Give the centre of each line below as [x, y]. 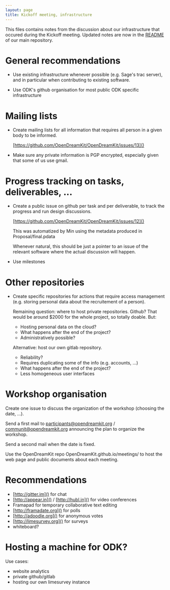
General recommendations [63, 60]
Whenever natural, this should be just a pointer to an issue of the [80, 246]
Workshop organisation [56, 394]
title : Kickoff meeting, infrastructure [49, 15]
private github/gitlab [34, 577]
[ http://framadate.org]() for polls [46, 511]
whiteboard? [26, 527]
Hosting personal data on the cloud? [58, 327]
